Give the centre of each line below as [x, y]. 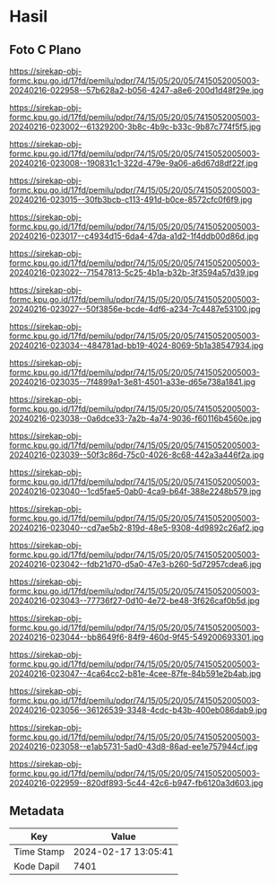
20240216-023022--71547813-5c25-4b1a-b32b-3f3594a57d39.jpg [134, 272]
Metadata [37, 811]
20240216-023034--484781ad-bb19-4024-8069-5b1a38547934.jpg [137, 346]
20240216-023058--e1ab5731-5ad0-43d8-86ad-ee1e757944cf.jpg [134, 746]
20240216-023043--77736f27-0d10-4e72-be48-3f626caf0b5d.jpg [134, 600]
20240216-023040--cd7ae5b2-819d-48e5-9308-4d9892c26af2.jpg [137, 528]
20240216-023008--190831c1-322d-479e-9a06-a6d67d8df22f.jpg [134, 163]
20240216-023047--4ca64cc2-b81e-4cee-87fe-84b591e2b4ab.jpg [135, 674]
